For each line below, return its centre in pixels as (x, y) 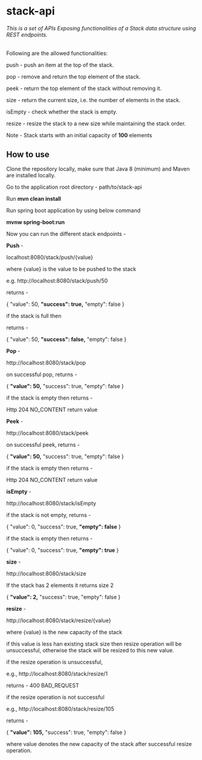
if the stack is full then (34, 316)
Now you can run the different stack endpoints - (66, 234)
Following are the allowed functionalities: (57, 53)
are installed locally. (31, 175)
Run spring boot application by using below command (73, 210)
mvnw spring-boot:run (36, 222)
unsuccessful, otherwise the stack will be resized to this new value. (90, 651)
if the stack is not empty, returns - (49, 515)
